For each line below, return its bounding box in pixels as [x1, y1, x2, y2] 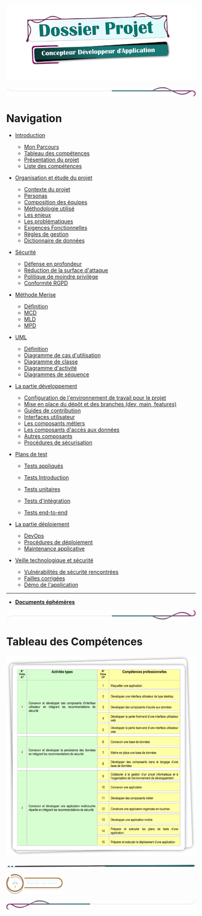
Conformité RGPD [23, 279, 68, 286]
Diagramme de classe [23, 357, 78, 365]
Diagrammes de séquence [23, 371, 90, 378]
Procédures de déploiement [23, 538, 93, 546]
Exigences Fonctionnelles [23, 224, 88, 231]
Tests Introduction [23, 474, 69, 481]
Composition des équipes [23, 198, 88, 206]
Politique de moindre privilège [23, 273, 99, 280]
